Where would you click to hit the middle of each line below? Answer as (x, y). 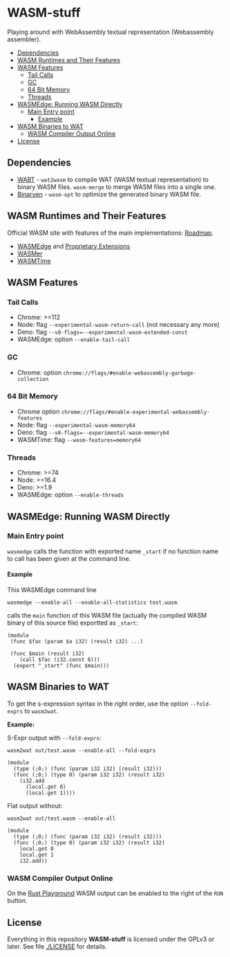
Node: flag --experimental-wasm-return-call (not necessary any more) (118, 325)
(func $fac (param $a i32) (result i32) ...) (77, 642)
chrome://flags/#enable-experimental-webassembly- (136, 412)
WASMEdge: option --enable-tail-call (74, 339)
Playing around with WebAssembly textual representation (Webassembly (111, 32)
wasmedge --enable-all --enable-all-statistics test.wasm (92, 603)
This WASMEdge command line (52, 590)
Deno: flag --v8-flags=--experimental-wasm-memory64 (93, 432)
